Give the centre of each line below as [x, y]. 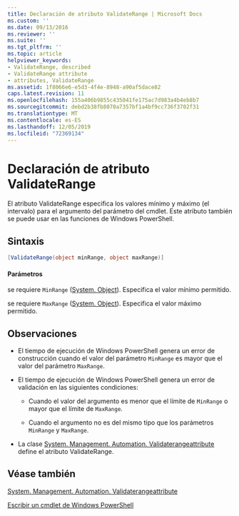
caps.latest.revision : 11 [46, 93]
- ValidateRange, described [49, 67]
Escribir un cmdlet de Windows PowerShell [71, 505]
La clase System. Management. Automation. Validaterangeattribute [116, 444]
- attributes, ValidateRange [51, 80]
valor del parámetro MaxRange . [61, 366]
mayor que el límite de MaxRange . [76, 409]
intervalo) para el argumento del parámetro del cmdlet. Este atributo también [120, 211]
